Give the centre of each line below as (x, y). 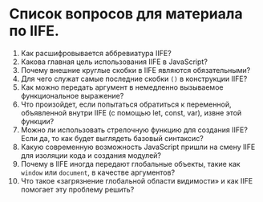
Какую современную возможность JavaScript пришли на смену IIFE (138, 147)
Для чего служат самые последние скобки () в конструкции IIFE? (134, 79)
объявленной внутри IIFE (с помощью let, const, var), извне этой (131, 112)
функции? (37, 121)
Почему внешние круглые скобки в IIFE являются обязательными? (136, 70)
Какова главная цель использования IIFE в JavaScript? (114, 62)
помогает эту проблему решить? (77, 189)
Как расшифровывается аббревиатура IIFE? (96, 53)
